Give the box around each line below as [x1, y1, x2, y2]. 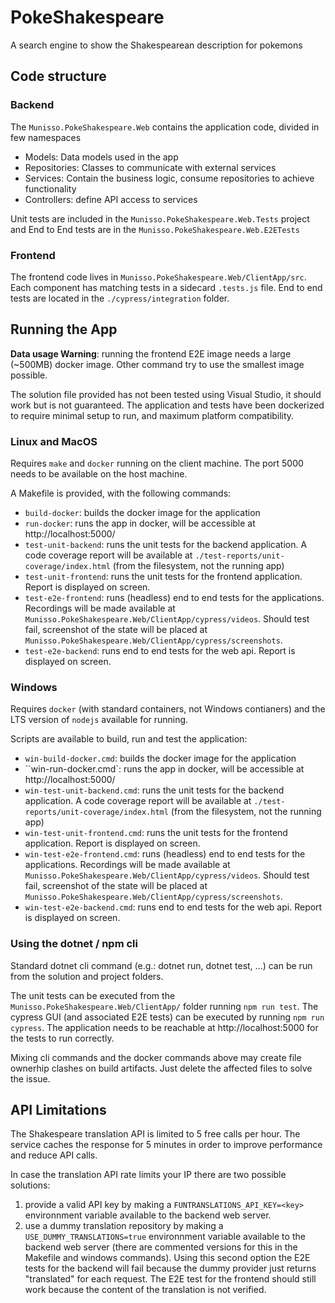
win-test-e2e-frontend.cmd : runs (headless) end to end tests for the [24, 848, 306, 860]
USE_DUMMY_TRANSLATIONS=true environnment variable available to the [24, 1231, 306, 1243]
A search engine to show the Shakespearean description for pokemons [10, 39, 303, 51]
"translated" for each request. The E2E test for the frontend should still [24, 1273, 317, 1285]
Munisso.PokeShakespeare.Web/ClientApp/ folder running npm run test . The [10, 1000, 319, 1012]
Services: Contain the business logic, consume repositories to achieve [24, 172, 315, 184]
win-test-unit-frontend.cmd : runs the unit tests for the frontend [24, 827, 288, 839]
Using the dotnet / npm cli [10, 937, 138, 951]
